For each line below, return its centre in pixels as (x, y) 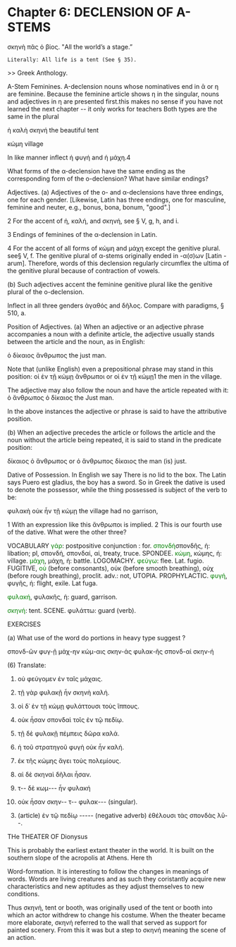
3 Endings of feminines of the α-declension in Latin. (82, 234)
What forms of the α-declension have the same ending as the (96, 171)
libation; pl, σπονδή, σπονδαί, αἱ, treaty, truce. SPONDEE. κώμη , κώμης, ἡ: (114, 553)
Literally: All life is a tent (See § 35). (72, 60)
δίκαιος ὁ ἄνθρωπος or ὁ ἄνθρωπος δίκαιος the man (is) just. (97, 461)
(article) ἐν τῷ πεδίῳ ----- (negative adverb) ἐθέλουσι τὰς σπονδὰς (117, 815)
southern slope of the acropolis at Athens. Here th (80, 857)
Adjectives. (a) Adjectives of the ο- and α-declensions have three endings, (116, 192)
